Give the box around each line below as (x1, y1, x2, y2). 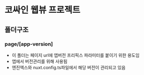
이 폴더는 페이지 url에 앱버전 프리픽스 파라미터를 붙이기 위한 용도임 (11, 52, 140, 58)
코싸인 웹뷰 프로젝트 (4, 4, 81, 16)
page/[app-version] (4, 40, 53, 47)
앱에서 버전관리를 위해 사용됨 (11, 58, 68, 64)
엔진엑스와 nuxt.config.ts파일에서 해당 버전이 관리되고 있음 (11, 64, 126, 70)
